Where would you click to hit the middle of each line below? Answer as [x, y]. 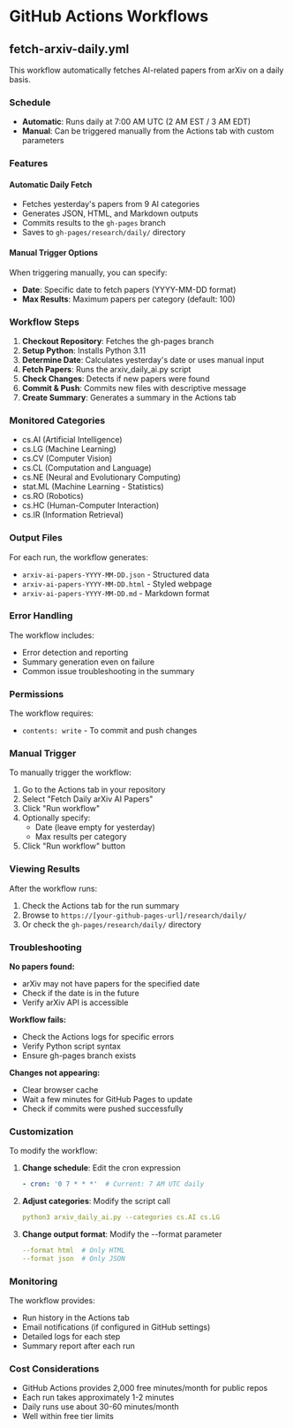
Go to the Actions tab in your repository [94, 790]
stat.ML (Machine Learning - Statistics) [93, 487]
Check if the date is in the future [80, 993]
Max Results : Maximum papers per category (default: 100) [128, 299]
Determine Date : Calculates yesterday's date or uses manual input [143, 359]
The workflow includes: [52, 635]
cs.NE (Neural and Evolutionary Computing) [101, 477]
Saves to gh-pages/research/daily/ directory [104, 233]
